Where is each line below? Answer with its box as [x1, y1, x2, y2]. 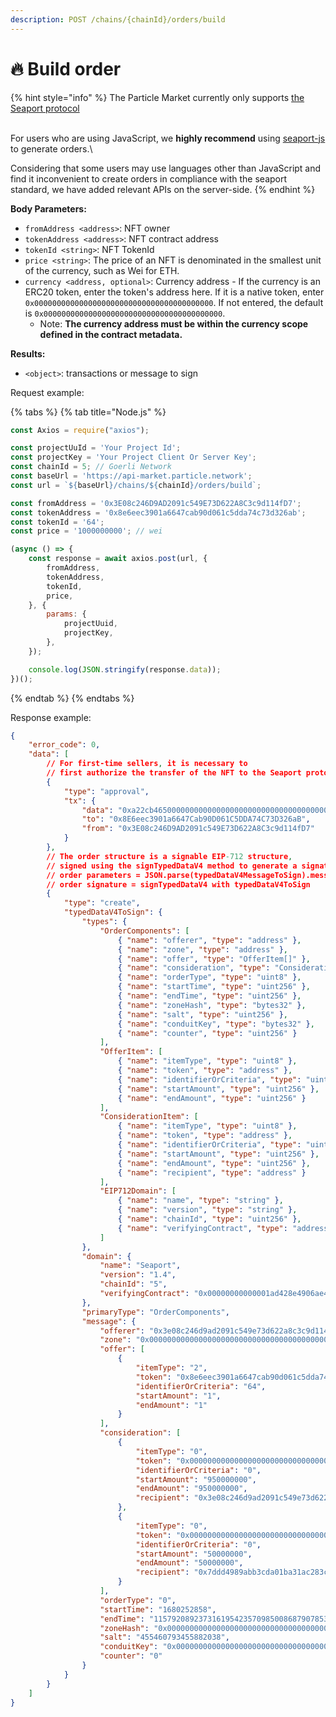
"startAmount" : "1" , [135, 1391, 222, 1401]
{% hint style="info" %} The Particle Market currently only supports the [10, 91, 305, 103]
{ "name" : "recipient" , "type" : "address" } [117, 1167, 307, 1178]
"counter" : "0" [99, 1651, 163, 1661]
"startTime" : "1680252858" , [99, 1604, 217, 1615]
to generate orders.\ [10, 142, 93, 155]
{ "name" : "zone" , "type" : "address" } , [117, 944, 288, 955]
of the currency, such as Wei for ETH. [24, 264, 180, 276]
